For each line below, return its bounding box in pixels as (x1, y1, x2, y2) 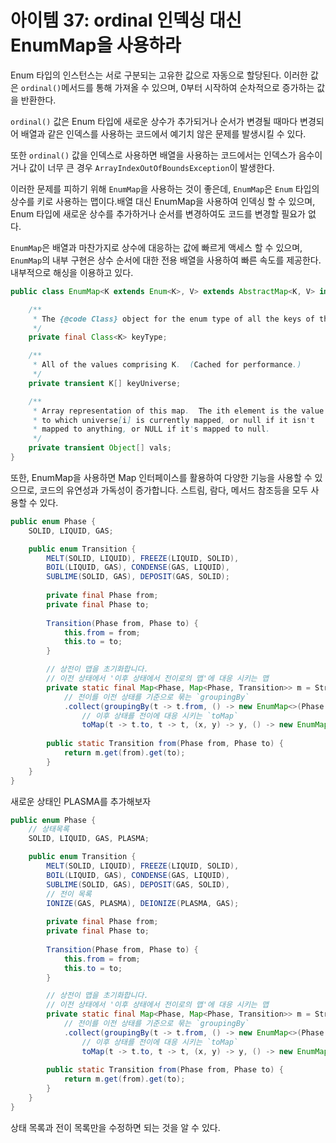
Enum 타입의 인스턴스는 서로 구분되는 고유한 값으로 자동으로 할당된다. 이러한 (10, 69, 308, 81)
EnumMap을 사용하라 (10, 34, 182, 57)
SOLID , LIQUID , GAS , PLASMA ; (28, 834, 150, 844)
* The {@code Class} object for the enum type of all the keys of (32, 314, 315, 324)
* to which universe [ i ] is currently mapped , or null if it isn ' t (32, 415, 315, 425)
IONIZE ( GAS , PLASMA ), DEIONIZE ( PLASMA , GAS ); (46, 898, 240, 908)
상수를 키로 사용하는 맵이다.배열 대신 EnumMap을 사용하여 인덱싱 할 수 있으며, (10, 195, 316, 207)
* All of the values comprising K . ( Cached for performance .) (32, 360, 302, 370)
